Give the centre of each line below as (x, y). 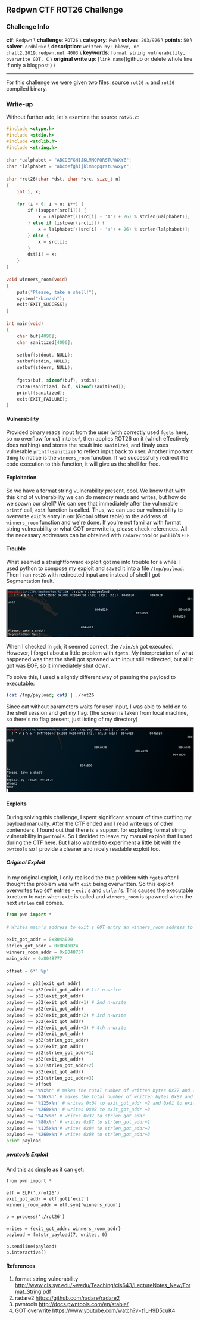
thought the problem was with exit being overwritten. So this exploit (90, 884)
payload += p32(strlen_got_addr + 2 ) (50, 1065)
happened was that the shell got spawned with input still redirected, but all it (100, 659)
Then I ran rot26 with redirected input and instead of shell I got (83, 574)
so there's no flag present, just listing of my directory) (72, 719)
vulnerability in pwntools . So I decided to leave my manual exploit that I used (99, 836)
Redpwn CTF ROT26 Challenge (65, 10)
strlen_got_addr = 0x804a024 (42, 946)
